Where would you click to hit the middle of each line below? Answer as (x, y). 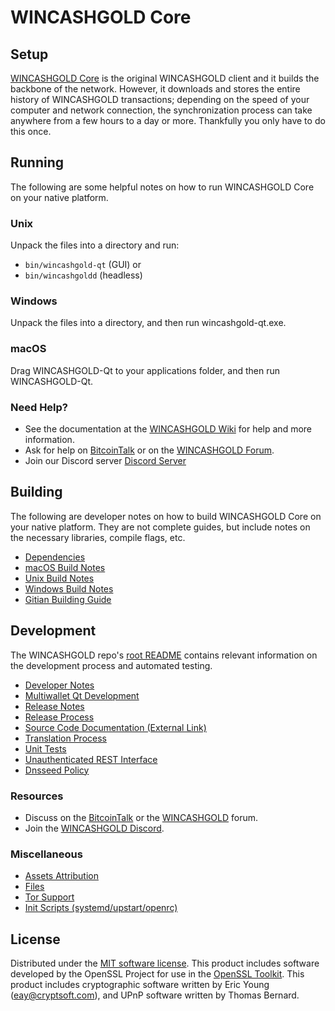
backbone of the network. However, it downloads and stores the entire (155, 89)
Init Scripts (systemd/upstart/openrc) (101, 908)
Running (37, 162)
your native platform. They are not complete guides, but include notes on (160, 527)
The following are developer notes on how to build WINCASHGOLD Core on (166, 516)
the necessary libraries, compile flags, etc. (98, 537)
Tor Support (49, 897)
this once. (31, 131)
